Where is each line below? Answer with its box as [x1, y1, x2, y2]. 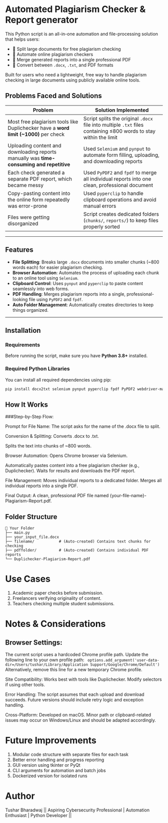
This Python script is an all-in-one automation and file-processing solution [5, 31, 158, 37]
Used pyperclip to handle [83, 190, 143, 197]
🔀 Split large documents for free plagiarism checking [12, 46, 121, 52]
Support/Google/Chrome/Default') [90, 662, 160, 667]
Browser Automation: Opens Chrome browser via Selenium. [5, 452, 128, 459]
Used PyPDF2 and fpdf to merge [83, 169, 157, 176]
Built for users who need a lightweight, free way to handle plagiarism [5, 71, 147, 77]
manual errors [83, 202, 116, 209]
